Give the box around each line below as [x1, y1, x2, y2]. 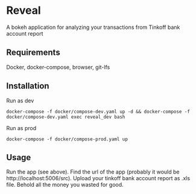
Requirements [6, 48, 60, 58]
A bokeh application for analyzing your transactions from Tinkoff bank [6, 23, 180, 31]
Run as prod [6, 124, 37, 131]
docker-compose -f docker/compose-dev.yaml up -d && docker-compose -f [6, 108, 190, 114]
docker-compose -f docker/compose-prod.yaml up [6, 136, 128, 142]
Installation [6, 81, 49, 91]
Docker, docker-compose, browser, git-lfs [6, 63, 110, 70]
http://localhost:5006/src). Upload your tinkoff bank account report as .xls [6, 175, 191, 182]
